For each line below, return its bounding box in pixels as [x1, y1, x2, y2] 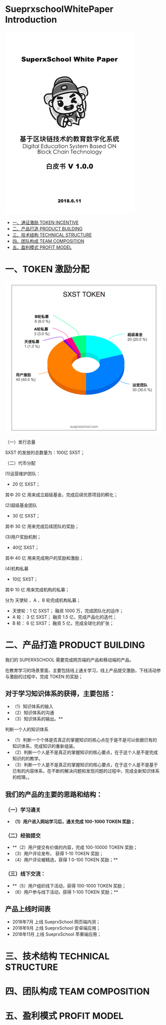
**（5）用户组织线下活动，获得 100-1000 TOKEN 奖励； [12, 882, 126, 888]
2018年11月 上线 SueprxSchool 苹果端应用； [12, 931, 102, 937]
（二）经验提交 [5, 832, 41, 839]
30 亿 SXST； [12, 512, 41, 518]
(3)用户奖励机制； [5, 534, 41, 540]
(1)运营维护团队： [5, 470, 41, 476]
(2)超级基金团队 [5, 502, 37, 508]
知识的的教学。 [12, 756, 43, 762]
